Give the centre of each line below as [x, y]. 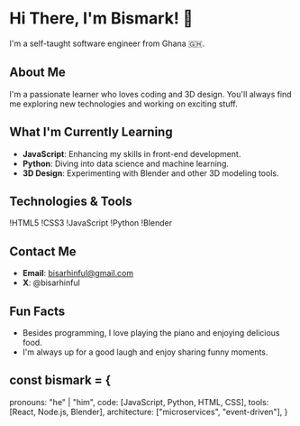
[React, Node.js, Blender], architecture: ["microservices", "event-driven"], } [149, 412]
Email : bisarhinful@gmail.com [77, 273]
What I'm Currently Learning [91, 132]
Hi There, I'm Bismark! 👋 [101, 19]
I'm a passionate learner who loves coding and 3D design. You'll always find [150, 94]
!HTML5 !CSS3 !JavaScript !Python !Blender [91, 223]
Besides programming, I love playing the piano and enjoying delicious [151, 333]
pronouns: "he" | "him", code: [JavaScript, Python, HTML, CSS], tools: [139, 402]
